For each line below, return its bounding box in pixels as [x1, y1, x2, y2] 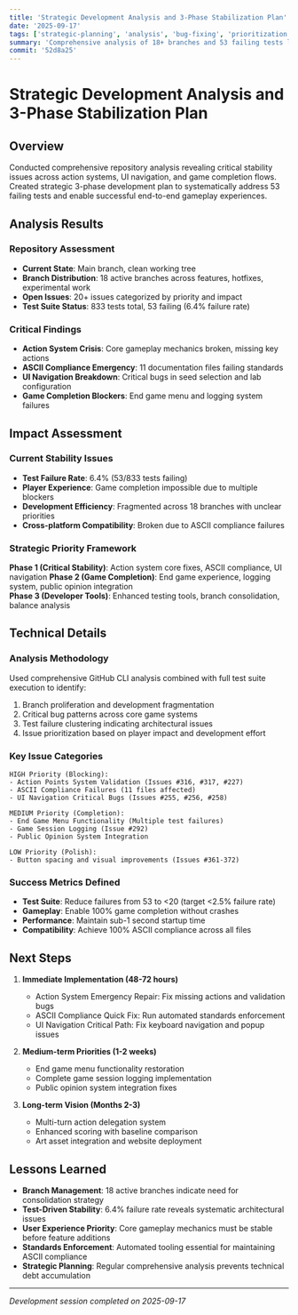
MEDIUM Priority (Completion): [9, 809, 125, 818]
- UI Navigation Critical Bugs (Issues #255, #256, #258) [9, 793, 228, 803]
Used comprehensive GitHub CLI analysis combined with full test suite [9, 672, 266, 683]
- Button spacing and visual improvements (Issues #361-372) [9, 855, 240, 865]
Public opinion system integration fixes [35, 1082, 177, 1094]
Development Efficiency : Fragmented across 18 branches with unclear [21, 501, 282, 511]
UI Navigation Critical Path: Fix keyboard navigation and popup [35, 1020, 265, 1030]
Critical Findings [9, 323, 82, 335]
